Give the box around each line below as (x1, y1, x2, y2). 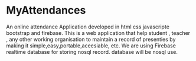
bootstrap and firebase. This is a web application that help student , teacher (6, 29, 191, 36)
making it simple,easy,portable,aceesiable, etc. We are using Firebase (6, 42, 176, 49)
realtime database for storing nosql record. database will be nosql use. (6, 48, 178, 55)
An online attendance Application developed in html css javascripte (6, 23, 170, 30)
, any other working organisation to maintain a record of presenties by (6, 36, 176, 43)
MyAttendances (6, 4, 86, 17)
